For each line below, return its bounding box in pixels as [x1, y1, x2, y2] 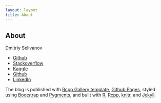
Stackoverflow [12, 60, 44, 67]
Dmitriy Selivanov [5, 45, 43, 51]
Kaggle [12, 66, 28, 72]
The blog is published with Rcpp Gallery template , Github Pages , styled [5, 87, 155, 93]
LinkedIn [12, 76, 31, 83]
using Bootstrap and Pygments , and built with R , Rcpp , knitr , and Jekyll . [5, 92, 156, 98]
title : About [5, 12, 33, 17]
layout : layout [5, 7, 38, 13]
